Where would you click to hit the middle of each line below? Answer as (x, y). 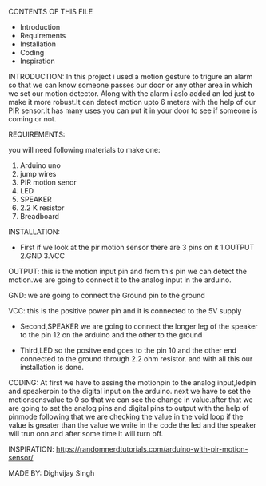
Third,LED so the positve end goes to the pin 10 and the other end (128, 350)
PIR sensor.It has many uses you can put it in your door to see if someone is (133, 110)
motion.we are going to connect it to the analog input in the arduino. (120, 280)
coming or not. (32, 119)
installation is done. (52, 367)
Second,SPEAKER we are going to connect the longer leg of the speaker (139, 326)
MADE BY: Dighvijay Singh (52, 473)
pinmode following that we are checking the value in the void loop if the (126, 416)
